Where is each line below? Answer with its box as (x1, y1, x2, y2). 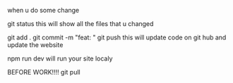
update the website (7, 41, 64, 49)
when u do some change (7, 6, 80, 14)
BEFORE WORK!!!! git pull (7, 68, 80, 76)
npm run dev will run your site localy (7, 54, 113, 63)
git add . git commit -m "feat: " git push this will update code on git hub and (7, 33, 227, 41)
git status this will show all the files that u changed (7, 20, 154, 27)
